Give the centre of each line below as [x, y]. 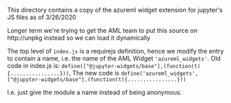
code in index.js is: [33, 66]
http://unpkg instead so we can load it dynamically [79, 38]
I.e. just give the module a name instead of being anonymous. [94, 92]
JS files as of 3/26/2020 [42, 17]
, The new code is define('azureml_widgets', [133, 73]
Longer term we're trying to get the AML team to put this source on [102, 31]
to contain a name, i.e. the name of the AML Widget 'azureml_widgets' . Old [114, 58]
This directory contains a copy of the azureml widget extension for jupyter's [115, 10]
